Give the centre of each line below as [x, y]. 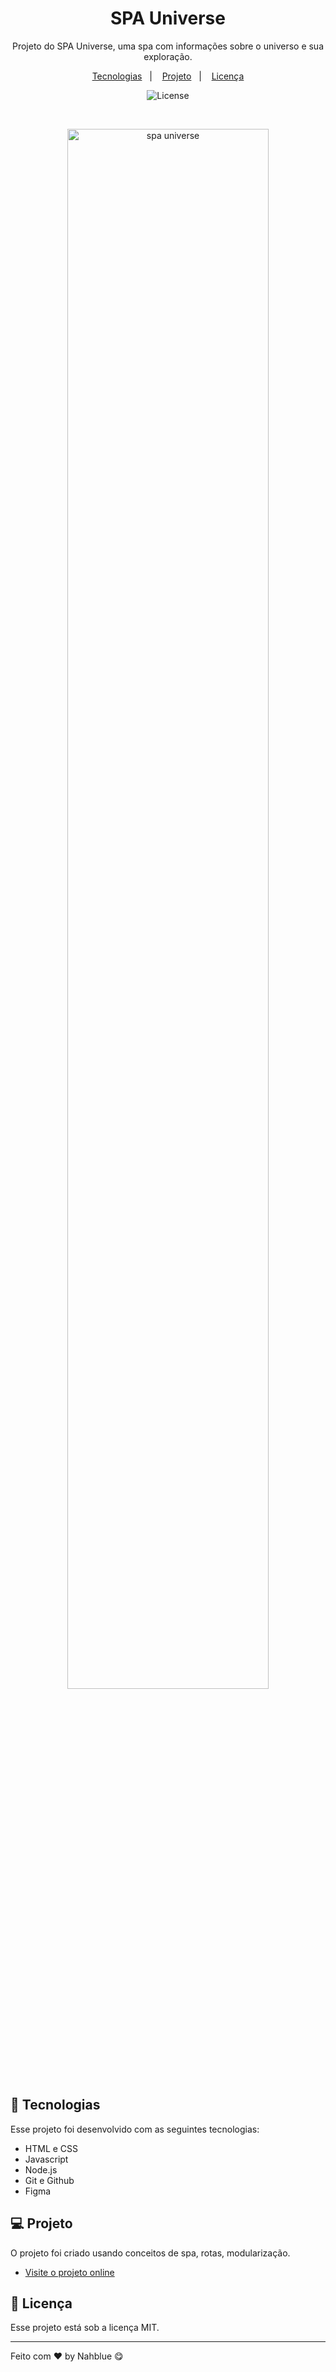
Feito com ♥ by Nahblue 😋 [67, 2356]
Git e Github [49, 2180]
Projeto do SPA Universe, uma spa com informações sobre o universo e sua [168, 46]
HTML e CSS [51, 2148]
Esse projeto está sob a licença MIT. [85, 2328]
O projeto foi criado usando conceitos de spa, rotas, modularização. [150, 2253]
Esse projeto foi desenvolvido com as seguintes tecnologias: [135, 2129]
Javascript [46, 2159]
